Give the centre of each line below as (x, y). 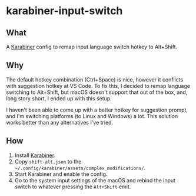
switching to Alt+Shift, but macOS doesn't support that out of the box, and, (97, 92)
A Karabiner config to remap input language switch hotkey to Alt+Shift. (92, 47)
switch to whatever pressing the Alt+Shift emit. (73, 187)
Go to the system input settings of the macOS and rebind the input (95, 180)
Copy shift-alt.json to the (48, 161)
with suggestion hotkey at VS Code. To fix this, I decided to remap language (98, 86)
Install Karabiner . (35, 155)
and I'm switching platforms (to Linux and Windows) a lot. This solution (92, 116)
